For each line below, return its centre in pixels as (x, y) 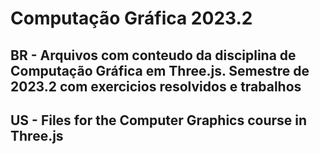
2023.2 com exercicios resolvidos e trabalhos (156, 86)
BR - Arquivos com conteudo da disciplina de (153, 55)
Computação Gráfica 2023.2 (131, 18)
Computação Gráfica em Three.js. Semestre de (160, 70)
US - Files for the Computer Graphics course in (159, 120)
